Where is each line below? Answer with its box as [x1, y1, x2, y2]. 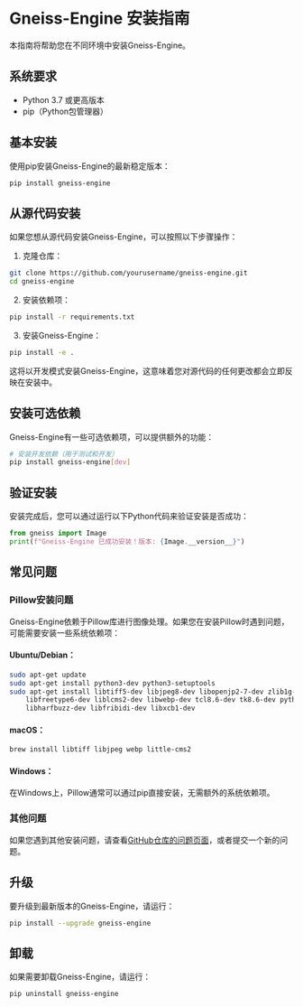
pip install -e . [9, 348, 75, 357]
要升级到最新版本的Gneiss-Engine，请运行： [9, 900, 175, 911]
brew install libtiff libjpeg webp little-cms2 [9, 745, 192, 754]
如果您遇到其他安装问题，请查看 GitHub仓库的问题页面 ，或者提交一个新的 [9, 835, 280, 845]
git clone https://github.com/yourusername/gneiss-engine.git [9, 268, 248, 278]
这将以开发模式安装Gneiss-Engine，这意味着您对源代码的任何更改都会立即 [9, 365, 286, 376]
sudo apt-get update [9, 670, 87, 679]
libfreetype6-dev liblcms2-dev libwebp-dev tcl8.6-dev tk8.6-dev [25, 695, 277, 704]
